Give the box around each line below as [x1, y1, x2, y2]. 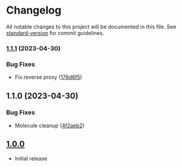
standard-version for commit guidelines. [6, 29, 104, 36]
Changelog [6, 4, 62, 17]
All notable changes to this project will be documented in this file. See [6, 23, 177, 30]
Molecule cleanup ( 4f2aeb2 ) [14, 122, 85, 129]
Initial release [14, 155, 47, 162]
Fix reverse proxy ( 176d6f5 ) [14, 73, 82, 81]
